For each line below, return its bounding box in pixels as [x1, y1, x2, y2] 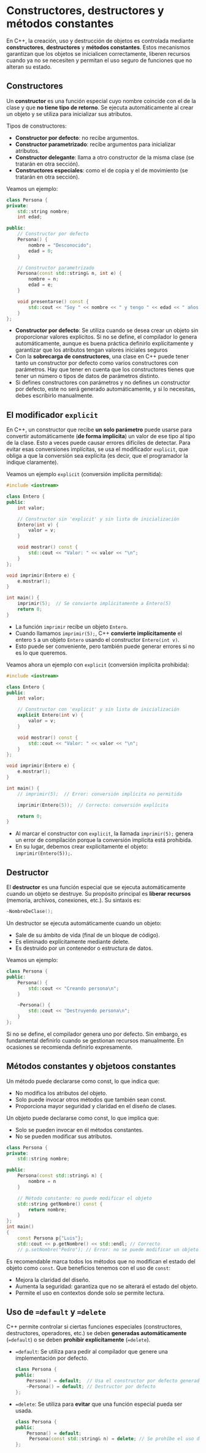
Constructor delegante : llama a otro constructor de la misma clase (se [15, 153, 194, 161]
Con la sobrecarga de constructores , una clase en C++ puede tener [15, 353, 189, 360]
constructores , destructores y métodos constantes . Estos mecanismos [6, 44, 191, 51]
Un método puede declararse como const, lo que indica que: [6, 1077, 160, 1085]
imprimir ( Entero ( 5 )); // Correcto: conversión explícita [17, 802, 169, 808]
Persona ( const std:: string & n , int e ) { [17, 271, 122, 277]
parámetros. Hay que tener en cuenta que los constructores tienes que [15, 366, 195, 373]
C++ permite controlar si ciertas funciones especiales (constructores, [6, 1323, 183, 1330]
